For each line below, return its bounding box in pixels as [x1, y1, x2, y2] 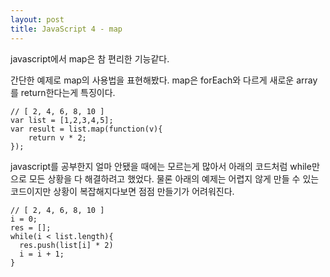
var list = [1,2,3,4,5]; [10, 115, 114, 125]
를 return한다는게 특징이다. [10, 86, 116, 98]
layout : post [10, 14, 65, 25]
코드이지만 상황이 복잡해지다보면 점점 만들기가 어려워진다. [10, 185, 235, 197]
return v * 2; [28, 132, 87, 143]
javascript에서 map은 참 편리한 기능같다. [10, 52, 170, 65]
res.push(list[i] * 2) [19, 240, 114, 250]
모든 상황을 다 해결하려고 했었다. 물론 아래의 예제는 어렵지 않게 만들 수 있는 [28, 172, 320, 185]
